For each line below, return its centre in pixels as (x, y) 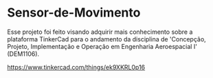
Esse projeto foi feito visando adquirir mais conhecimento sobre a (100, 32)
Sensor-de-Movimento (74, 13)
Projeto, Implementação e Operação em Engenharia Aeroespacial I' (102, 46)
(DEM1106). (23, 54)
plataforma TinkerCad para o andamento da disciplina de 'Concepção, (106, 39)
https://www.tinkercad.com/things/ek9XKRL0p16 (76, 67)
